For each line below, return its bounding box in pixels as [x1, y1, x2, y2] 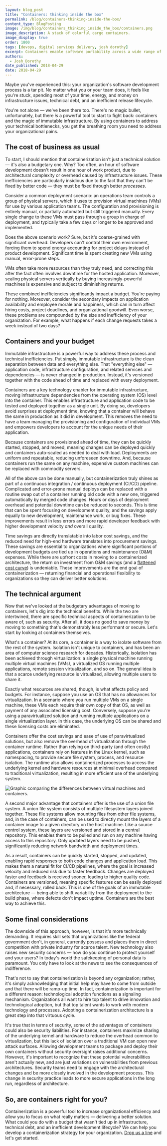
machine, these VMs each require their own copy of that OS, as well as [5, 702, 151, 708]
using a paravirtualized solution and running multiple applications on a [5, 713, 149, 719]
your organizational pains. [5, 129, 59, 134]
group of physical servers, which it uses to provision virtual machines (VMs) [5, 198, 162, 204]
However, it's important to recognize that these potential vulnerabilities [5, 1054, 151, 1060]
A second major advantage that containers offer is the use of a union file [5, 800, 154, 806]
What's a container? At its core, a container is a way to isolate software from [5, 639, 162, 646]
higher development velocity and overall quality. [5, 523, 104, 529]
